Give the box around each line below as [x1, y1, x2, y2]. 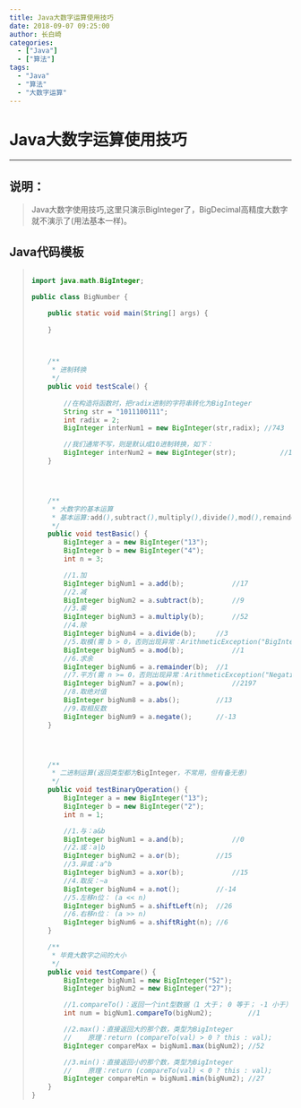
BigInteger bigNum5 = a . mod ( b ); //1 [64, 646, 245, 655]
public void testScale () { [47, 382, 149, 391]
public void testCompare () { [47, 967, 157, 976]
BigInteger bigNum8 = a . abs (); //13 [64, 696, 233, 705]
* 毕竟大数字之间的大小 [51, 950, 127, 959]
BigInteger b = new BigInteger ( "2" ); [64, 802, 204, 811]
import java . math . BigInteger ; [30, 277, 145, 286]
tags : [9, 64, 30, 73]
